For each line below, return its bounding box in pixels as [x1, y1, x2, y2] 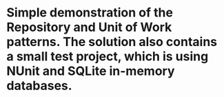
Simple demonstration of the [6, 5, 174, 21]
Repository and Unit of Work [6, 19, 172, 35]
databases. [6, 78, 73, 94]
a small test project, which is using [6, 49, 209, 65]
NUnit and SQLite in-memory [6, 63, 175, 79]
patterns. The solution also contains [6, 34, 218, 50]
